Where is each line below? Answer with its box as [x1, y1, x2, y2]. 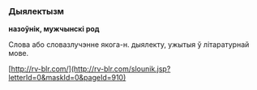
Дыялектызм [8, 6, 65, 17]
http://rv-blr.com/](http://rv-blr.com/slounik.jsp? [11, 64, 171, 74]
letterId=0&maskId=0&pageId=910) [8, 73, 126, 83]
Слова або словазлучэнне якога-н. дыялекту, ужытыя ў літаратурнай [8, 40, 250, 49]
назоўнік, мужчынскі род [8, 24, 100, 34]
